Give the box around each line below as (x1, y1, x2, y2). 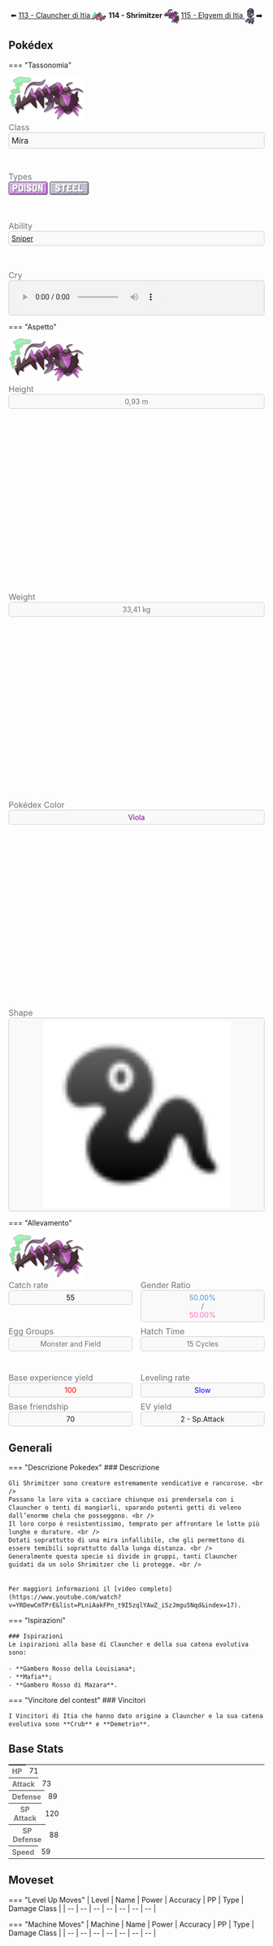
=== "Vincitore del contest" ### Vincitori (8, 1696, 146, 1705)
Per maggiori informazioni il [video (8, 1585, 136, 1593)
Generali (8, 1441, 53, 1455)
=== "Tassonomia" (8, 60, 71, 70)
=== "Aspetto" (8, 321, 57, 332)
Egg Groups (8, 1326, 54, 1337)
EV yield (141, 1401, 172, 1413)
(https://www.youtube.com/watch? (8, 1593, 122, 1601)
